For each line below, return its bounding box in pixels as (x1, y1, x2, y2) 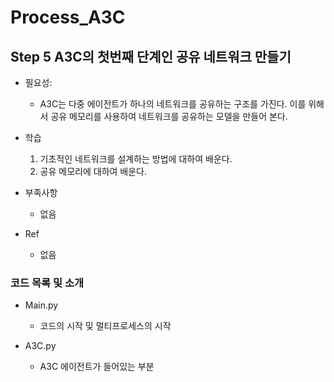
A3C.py (24, 340, 57, 352)
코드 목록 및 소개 (10, 276, 84, 290)
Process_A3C (10, 6, 126, 29)
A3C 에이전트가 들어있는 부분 (39, 361, 155, 373)
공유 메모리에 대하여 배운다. (39, 166, 147, 177)
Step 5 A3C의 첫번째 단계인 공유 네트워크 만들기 (10, 48, 292, 65)
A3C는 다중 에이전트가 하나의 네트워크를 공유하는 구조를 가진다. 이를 (39, 98, 307, 110)
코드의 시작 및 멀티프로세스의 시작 (39, 320, 172, 332)
